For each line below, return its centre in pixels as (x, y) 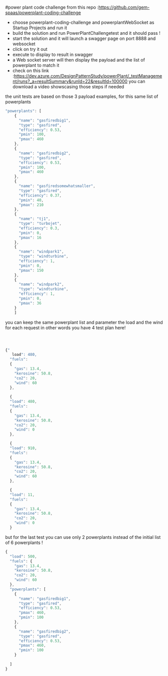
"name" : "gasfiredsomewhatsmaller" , (57, 186)
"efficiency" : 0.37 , (40, 195)
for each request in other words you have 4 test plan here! (65, 328)
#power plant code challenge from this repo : (52, 7)
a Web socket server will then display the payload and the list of (79, 60)
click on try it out (30, 49)
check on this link (31, 71)
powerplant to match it (36, 65)
